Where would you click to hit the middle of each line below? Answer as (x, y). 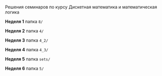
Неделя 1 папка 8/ (24, 22)
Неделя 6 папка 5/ (25, 68)
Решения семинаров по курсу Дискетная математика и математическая (81, 7)
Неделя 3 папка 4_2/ (27, 40)
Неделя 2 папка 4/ (24, 31)
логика (12, 12)
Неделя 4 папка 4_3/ (27, 50)
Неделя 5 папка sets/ (28, 59)
